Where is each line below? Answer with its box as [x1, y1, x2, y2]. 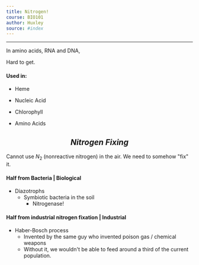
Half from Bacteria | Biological [6, 174, 82, 181]
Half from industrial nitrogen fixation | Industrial [6, 213, 126, 220]
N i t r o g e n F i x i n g [70, 137, 129, 147]
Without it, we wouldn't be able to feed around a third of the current [23, 246, 189, 253]
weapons [23, 239, 46, 247]
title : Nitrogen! [6, 8, 49, 15]
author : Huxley [6, 20, 44, 26]
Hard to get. [6, 59, 36, 66]
